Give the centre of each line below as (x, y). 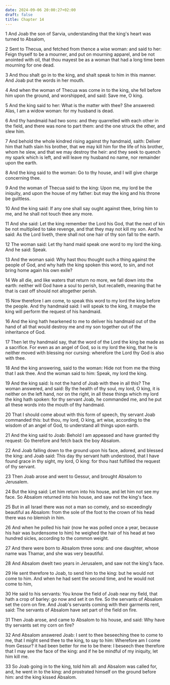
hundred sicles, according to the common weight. (57, 538)
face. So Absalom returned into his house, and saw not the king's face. (79, 497)
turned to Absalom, (25, 39)
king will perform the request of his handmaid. (54, 312)
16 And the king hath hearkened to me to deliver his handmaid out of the (81, 321)
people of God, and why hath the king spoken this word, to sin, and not (79, 265)
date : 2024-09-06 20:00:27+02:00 (41, 10)
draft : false (19, 15)
